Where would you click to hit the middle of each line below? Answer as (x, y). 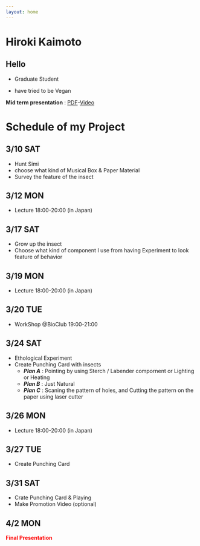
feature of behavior (38, 257)
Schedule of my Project (65, 126)
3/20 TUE (24, 310)
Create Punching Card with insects (58, 364)
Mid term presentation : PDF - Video (50, 102)
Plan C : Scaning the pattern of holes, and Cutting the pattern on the (108, 390)
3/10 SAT (23, 149)
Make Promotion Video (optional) (56, 504)
